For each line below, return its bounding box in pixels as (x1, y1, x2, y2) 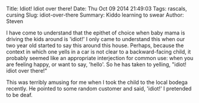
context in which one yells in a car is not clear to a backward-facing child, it (6, 48, 191, 55)
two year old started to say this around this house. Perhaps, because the (6, 42, 184, 49)
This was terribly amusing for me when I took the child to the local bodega (6, 79, 188, 86)
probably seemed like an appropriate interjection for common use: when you (6, 55, 194, 61)
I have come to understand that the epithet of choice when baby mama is (6, 29, 185, 36)
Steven (6, 18, 24, 24)
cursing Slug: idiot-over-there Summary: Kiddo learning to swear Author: (6, 11, 184, 18)
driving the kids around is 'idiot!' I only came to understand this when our (6, 36, 185, 42)
